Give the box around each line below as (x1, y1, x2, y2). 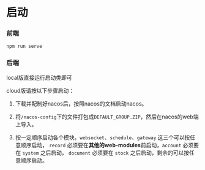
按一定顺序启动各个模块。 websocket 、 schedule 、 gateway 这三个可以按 (15, 133, 190, 141)
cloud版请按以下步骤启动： (6, 87, 75, 94)
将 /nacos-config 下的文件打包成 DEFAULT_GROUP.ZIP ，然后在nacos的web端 (15, 113, 199, 120)
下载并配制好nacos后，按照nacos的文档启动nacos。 (15, 99, 147, 107)
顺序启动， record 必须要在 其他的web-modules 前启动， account (20, 141, 182, 149)
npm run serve (6, 44, 43, 50)
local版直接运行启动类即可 (6, 74, 72, 81)
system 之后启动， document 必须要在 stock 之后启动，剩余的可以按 (22, 149, 190, 156)
